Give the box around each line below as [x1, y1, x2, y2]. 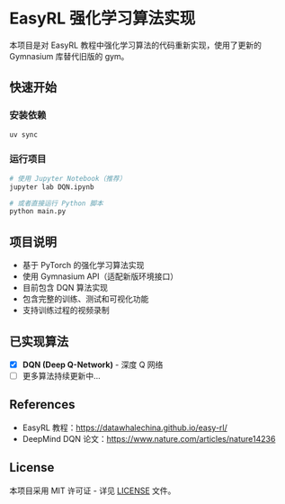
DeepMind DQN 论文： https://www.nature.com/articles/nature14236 [22, 433, 276, 444]
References [9, 397, 76, 412]
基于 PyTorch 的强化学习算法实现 [22, 260, 145, 271]
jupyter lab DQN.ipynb [9, 182, 94, 192]
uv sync [9, 130, 39, 139]
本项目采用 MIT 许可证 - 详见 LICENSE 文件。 [9, 485, 176, 496]
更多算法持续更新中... [22, 370, 101, 381]
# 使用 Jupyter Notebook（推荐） [9, 174, 127, 183]
